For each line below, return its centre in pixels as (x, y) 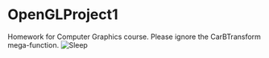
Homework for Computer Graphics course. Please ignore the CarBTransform (134, 37)
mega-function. (33, 44)
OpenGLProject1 (63, 15)
